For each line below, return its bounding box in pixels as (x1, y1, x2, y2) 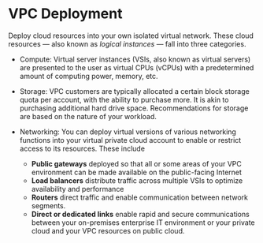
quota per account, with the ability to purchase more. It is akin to (19, 95, 229, 104)
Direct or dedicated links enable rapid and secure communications (31, 209, 250, 219)
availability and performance (31, 184, 124, 193)
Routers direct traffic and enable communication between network (31, 193, 248, 202)
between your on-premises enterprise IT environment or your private (31, 218, 255, 227)
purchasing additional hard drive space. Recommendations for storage (19, 103, 249, 113)
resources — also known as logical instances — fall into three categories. (8, 39, 246, 48)
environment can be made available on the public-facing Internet (31, 167, 243, 177)
